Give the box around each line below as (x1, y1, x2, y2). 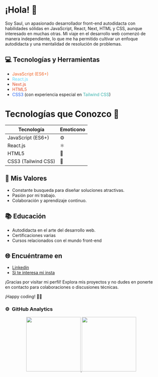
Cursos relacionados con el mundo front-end (12, 237, 102, 244)
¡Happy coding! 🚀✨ (5, 294, 43, 299)
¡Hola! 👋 (5, 4, 37, 16)
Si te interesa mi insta (12, 270, 55, 276)
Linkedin (12, 265, 29, 270)
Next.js (12, 81, 27, 87)
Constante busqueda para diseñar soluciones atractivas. (12, 187, 125, 193)
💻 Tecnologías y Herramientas (5, 56, 100, 64)
